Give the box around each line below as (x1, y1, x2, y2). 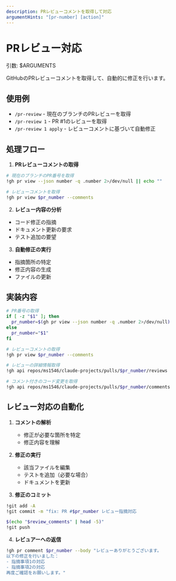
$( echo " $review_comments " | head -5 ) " (6, 519, 105, 525)
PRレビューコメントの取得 (14, 161, 79, 168)
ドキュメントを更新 (23, 478, 71, 485)
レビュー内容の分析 (14, 206, 62, 213)
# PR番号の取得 (6, 308, 40, 314)
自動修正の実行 (14, 246, 51, 253)
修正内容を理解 (23, 439, 60, 446)
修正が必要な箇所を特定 (23, 431, 81, 438)
